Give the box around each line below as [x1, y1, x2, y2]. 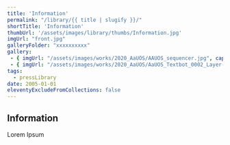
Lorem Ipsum [7, 130, 44, 138]
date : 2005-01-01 [7, 80, 57, 87]
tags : [7, 67, 23, 74]
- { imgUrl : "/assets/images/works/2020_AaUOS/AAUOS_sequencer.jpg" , [10, 55, 213, 62]
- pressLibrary [13, 74, 57, 81]
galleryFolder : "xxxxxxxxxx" [7, 42, 90, 49]
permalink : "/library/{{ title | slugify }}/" [7, 16, 142, 23]
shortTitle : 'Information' [7, 23, 84, 30]
